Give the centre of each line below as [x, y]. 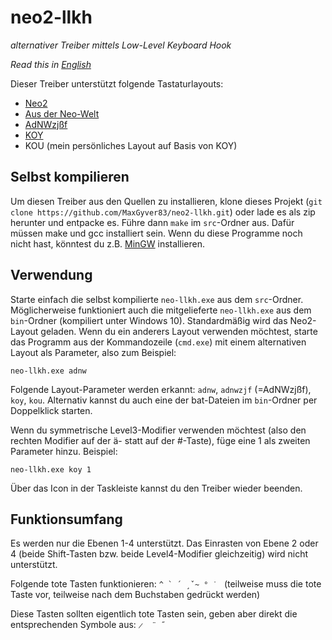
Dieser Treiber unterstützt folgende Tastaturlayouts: [117, 83]
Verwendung [51, 275]
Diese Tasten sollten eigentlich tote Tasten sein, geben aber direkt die [154, 614]
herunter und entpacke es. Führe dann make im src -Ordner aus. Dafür [152, 222]
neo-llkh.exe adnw [48, 371]
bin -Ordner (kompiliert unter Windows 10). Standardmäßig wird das [149, 320]
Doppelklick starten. [51, 410]
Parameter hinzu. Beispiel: [64, 451]
